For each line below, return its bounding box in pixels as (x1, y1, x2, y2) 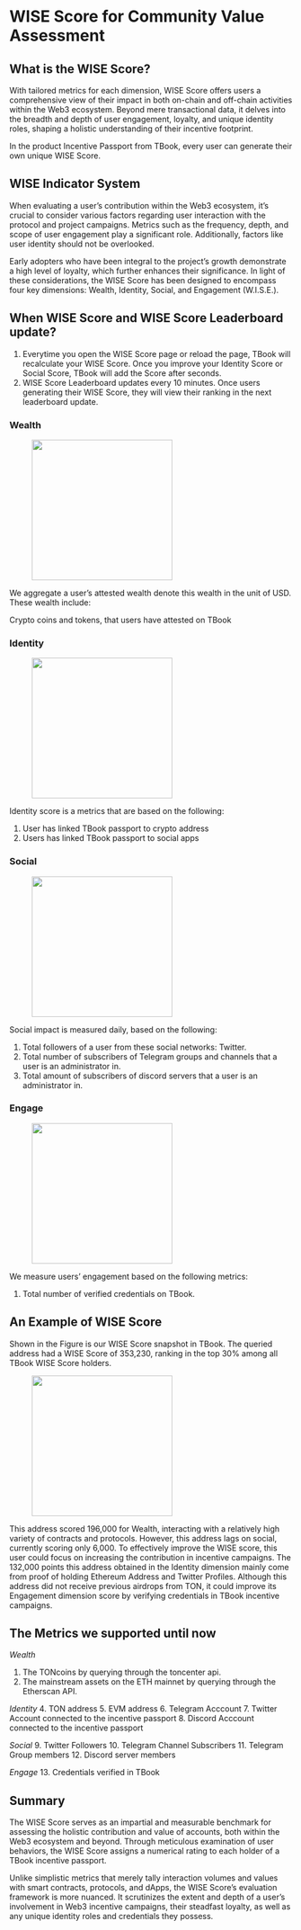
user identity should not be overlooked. (9, 238, 155, 249)
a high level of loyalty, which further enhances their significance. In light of (9, 265, 286, 276)
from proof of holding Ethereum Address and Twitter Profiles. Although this (9, 1571, 288, 1582)
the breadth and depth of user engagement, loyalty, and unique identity (9, 114, 274, 124)
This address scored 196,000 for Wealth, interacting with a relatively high (9, 1523, 280, 1534)
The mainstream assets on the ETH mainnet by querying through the (22, 1676, 277, 1687)
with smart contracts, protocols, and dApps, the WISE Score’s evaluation (9, 1882, 278, 1893)
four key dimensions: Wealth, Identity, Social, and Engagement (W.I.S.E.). (9, 284, 279, 295)
